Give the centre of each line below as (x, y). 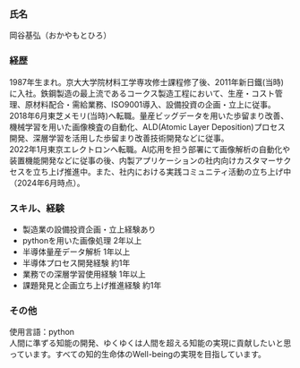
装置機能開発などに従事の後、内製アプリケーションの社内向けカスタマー (142, 160)
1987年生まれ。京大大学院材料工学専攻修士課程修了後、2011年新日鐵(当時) (147, 81)
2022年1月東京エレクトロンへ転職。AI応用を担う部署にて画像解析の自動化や (150, 149)
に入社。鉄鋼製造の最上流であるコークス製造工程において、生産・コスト (142, 93)
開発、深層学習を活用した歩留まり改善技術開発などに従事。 (119, 138)
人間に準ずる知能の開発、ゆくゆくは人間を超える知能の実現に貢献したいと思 (150, 343)
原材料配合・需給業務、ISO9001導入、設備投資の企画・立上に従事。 (150, 104)
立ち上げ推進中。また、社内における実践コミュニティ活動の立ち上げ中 (162, 171)
